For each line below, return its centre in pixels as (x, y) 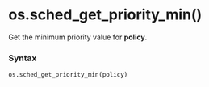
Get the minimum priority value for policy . (78, 37)
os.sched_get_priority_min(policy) (68, 75)
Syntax (23, 58)
